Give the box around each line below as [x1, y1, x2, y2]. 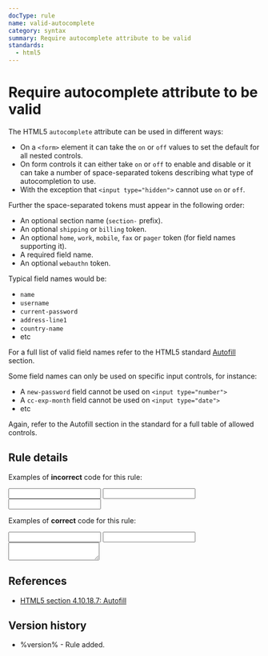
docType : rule [8, 11, 56, 20]
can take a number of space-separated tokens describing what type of [19, 167, 254, 177]
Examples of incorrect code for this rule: [8, 472, 142, 482]
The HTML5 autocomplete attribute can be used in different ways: [8, 126, 224, 136]
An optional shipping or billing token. [19, 224, 147, 234]
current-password [19, 307, 78, 316]
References [8, 574, 67, 588]
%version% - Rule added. [19, 640, 106, 650]
